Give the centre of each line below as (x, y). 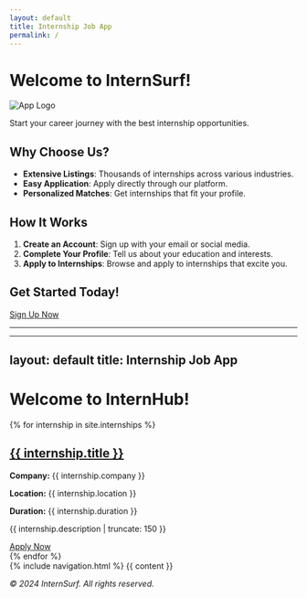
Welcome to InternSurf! (101, 80)
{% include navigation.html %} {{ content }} (91, 566)
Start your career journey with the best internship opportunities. (129, 123)
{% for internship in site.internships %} (83, 425)
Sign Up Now (34, 314)
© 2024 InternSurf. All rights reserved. (82, 583)
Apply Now (31, 546)
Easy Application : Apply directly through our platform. (125, 184)
